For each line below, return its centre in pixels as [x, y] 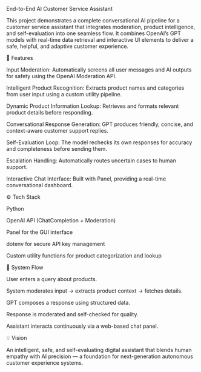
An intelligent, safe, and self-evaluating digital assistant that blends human [99, 350]
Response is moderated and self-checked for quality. [72, 314]
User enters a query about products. [52, 279]
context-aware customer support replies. [58, 131]
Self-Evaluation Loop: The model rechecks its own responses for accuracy [99, 142]
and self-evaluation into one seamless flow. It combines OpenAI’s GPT [94, 33]
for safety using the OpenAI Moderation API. [61, 76]
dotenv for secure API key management [56, 244]
